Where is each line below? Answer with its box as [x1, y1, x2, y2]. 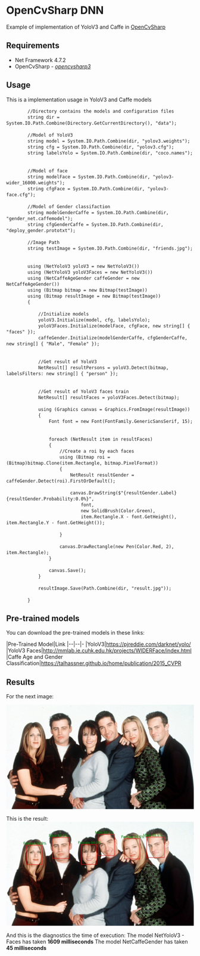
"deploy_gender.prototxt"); [6, 227, 76, 233]
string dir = [27, 114, 60, 120]
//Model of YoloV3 [27, 132, 73, 138]
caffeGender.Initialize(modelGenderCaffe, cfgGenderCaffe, [37, 335, 187, 341]
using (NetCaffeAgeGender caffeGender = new [27, 275, 140, 281]
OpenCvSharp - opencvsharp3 [14, 63, 91, 70]
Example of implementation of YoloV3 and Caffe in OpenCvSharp [6, 23, 165, 30]
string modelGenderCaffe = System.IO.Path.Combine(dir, [27, 209, 169, 215]
